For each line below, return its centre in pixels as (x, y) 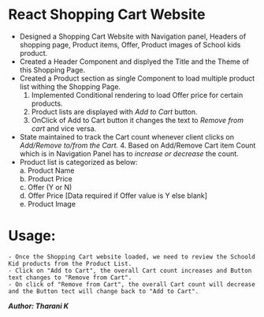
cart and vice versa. (64, 129)
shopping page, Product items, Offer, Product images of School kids (130, 44)
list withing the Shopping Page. (70, 86)
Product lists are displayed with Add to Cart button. (115, 111)
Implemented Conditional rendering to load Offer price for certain (137, 95)
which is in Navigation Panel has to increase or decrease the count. (129, 153)
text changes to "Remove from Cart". (70, 278)
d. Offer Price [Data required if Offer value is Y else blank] (113, 196)
